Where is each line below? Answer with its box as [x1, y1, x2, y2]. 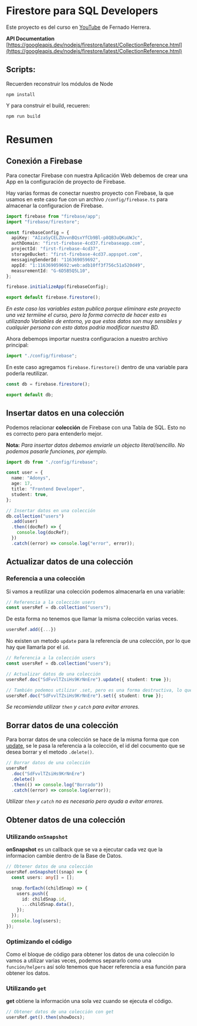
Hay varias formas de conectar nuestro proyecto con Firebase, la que [6, 190, 174, 197]
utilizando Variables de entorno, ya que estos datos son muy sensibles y [6, 318, 182, 325]
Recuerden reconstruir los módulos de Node [6, 80, 113, 87]
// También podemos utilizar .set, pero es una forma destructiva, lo [6, 687, 182, 693]
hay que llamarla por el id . [6, 643, 70, 651]
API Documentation [6, 35, 55, 42]
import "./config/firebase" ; [6, 353, 77, 359]
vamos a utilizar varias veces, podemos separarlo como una [6, 957, 151, 964]
